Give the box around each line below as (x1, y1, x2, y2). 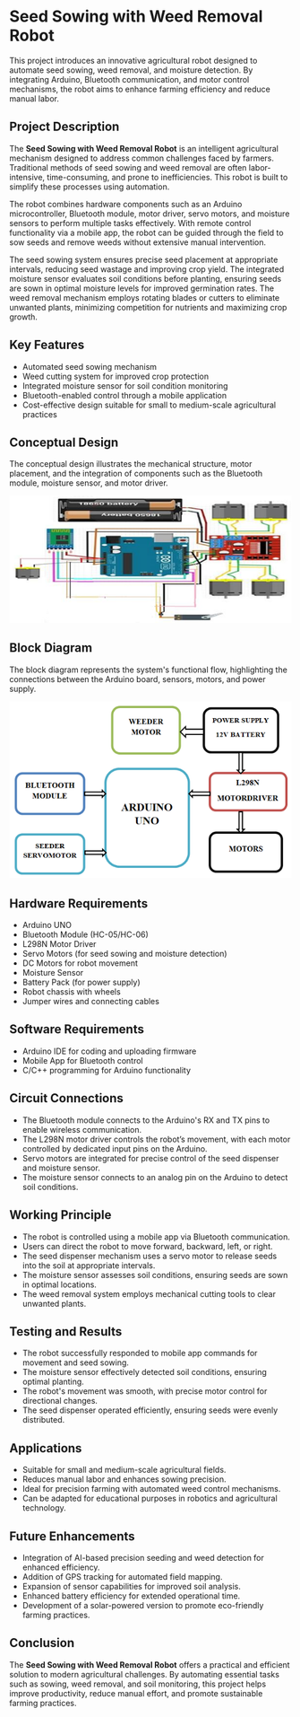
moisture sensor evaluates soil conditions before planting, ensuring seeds (9, 273, 282, 284)
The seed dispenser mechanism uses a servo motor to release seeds (21, 1250, 278, 1261)
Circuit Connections (9, 1091, 124, 1106)
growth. (9, 311, 39, 322)
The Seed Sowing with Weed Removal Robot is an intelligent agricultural (9, 143, 279, 153)
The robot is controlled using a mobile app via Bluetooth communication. (21, 1231, 291, 1242)
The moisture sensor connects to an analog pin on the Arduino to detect (21, 1171, 288, 1182)
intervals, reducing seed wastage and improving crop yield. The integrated (9, 263, 285, 275)
